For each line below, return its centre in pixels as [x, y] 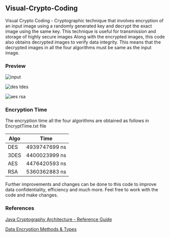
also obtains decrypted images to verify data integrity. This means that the [83, 42]
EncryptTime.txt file [26, 126]
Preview [15, 66]
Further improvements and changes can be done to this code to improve [81, 184]
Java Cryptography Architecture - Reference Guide [59, 219]
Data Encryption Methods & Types [41, 229]
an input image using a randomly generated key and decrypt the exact [79, 26]
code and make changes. [32, 195]
